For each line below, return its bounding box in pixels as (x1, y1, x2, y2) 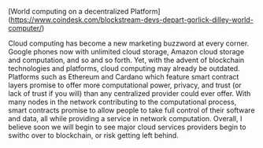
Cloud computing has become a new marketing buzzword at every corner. (8, 39, 250, 48)
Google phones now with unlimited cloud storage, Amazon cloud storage (8, 47, 245, 56)
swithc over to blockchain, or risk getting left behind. (8, 131, 179, 140)
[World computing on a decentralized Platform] (8, 7, 161, 16)
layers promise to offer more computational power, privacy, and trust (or (8, 80, 242, 90)
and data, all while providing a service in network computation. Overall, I (8, 114, 243, 123)
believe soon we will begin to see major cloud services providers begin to (8, 122, 246, 131)
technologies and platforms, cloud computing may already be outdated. (8, 64, 240, 73)
